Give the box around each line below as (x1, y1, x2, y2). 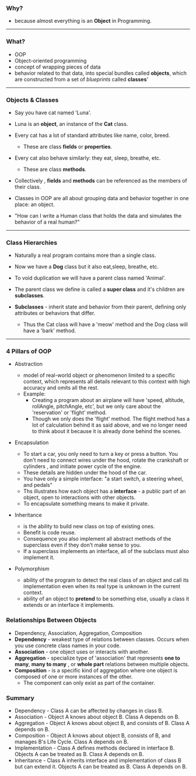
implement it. (23, 554, 55, 561)
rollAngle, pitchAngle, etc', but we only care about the (32, 403, 162, 410)
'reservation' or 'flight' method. (32, 409, 107, 416)
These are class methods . (23, 166, 86, 173)
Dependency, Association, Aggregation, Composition (14, 629, 142, 636)
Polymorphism (14, 565, 50, 572)
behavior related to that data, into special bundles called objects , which (14, 69, 187, 77)
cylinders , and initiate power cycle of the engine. (23, 463, 142, 470)
